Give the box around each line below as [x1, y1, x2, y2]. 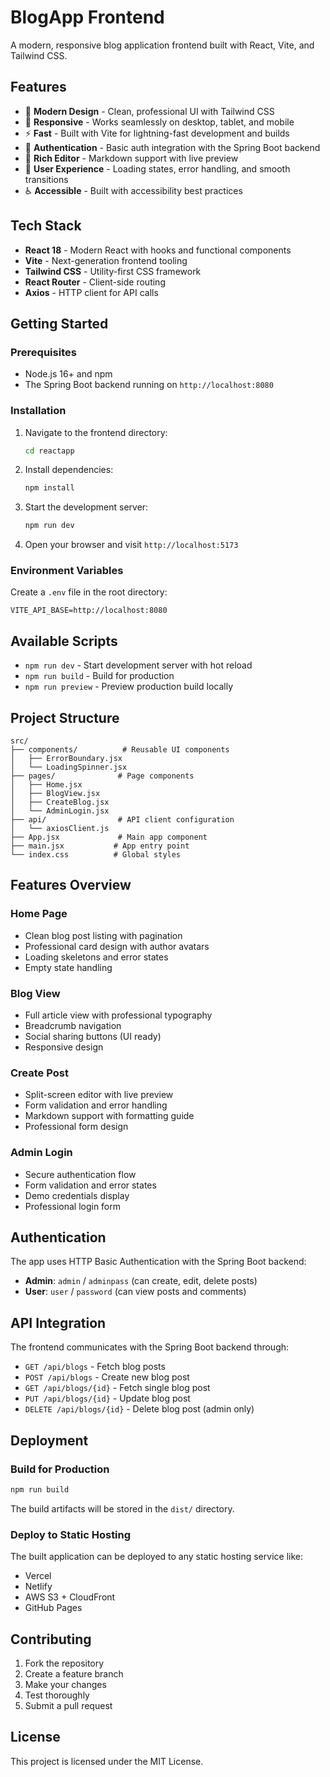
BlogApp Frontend [10, 6, 165, 29]
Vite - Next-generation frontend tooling [24, 254, 188, 266]
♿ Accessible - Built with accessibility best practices [24, 184, 243, 196]
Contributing [10, 1631, 92, 1648]
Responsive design [24, 1041, 104, 1053]
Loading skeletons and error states [24, 951, 169, 963]
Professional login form [24, 1200, 122, 1212]
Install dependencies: [24, 464, 114, 476]
